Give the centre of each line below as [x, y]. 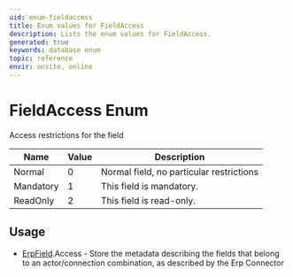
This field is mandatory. [150, 186]
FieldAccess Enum [79, 111]
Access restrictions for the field [66, 135]
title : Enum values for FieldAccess [77, 26]
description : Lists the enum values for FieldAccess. [111, 34]
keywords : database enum [55, 50]
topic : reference [41, 58]
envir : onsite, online [51, 67]
